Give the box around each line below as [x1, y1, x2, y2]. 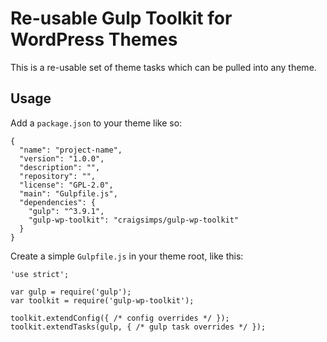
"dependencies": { [19, 197, 97, 207]
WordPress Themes [10, 28, 178, 51]
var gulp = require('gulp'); [10, 287, 132, 297]
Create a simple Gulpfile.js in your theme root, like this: [10, 250, 244, 262]
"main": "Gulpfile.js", [19, 188, 118, 199]
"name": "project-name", [19, 145, 123, 155]
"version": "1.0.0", [19, 153, 105, 164]
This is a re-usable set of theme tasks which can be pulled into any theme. [10, 61, 317, 73]
